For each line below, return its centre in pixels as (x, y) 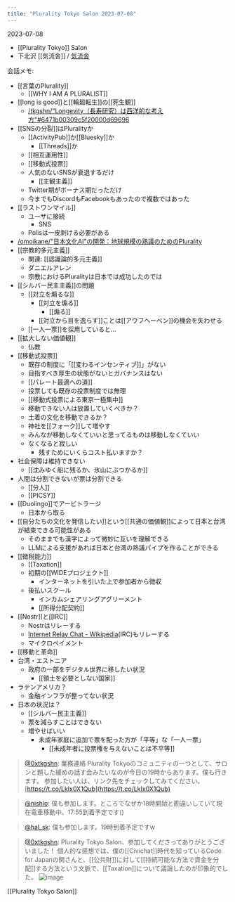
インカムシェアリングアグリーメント (90, 599)
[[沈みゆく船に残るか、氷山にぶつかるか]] (88, 470)
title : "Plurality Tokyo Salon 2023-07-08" (72, 14)
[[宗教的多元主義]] (43, 250)
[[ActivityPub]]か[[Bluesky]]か (71, 137)
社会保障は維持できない (51, 460)
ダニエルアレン (49, 267)
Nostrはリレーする (54, 625)
